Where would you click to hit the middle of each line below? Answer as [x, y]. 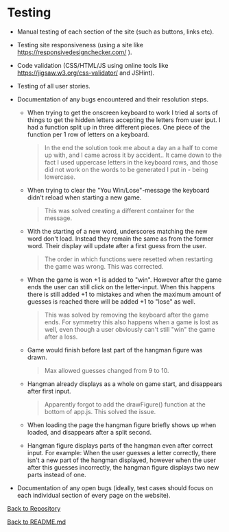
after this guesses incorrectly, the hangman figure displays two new [123, 467]
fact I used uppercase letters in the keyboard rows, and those [131, 162]
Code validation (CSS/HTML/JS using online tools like [93, 65]
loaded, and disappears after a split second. [89, 432]
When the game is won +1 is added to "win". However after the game [124, 280]
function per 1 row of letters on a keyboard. [88, 134]
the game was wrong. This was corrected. [104, 266]
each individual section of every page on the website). [94, 495]
